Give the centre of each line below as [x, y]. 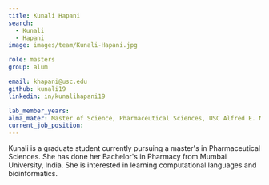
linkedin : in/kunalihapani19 [57, 96]
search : [21, 23]
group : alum [28, 67]
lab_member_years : [39, 111]
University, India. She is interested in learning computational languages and [132, 165]
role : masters [32, 60]
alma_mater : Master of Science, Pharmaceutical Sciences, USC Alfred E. [132, 118]
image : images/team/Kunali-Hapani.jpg [73, 45]
